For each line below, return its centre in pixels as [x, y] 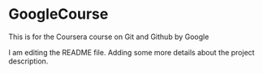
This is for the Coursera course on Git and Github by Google [109, 37]
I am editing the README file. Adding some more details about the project [131, 52]
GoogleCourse [58, 14]
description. [28, 61]
